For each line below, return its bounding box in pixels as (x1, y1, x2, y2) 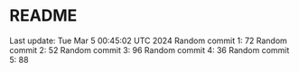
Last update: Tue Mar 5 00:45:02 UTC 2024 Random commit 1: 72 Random (9, 35, 287, 46)
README (9, 5, 78, 26)
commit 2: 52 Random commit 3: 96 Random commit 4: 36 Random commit (9, 44, 290, 55)
